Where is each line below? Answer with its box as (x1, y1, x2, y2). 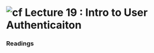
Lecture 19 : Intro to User (24, 6, 148, 19)
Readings (6, 39, 34, 48)
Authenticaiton (6, 18, 82, 32)
